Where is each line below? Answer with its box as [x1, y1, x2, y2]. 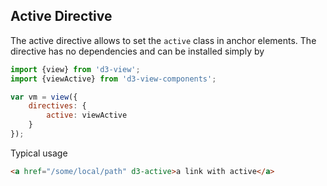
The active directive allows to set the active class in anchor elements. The [10, 34, 317, 46]
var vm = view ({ [10, 92, 78, 102]
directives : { [28, 101, 87, 111]
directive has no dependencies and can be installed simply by [10, 45, 265, 57]
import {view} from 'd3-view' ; [10, 64, 141, 74]
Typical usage [10, 147, 68, 159]
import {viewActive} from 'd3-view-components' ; [10, 74, 217, 84]
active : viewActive [46, 110, 128, 121]
